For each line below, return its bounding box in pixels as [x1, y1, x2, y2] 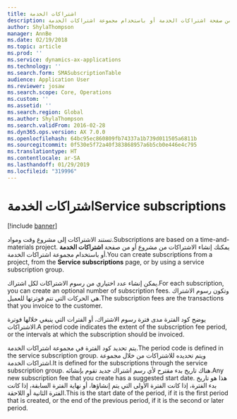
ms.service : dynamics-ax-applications [7, 56, 121, 63]
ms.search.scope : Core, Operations [7, 89, 112, 96]
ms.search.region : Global [7, 109, 83, 116]
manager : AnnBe [7, 30, 52, 37]
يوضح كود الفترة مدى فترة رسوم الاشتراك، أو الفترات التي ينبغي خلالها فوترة [7, 315, 207, 323]
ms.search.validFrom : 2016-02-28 [7, 121, 106, 129]
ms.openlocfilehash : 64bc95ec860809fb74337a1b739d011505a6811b [7, 135, 197, 142]
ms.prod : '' [7, 50, 42, 57]
